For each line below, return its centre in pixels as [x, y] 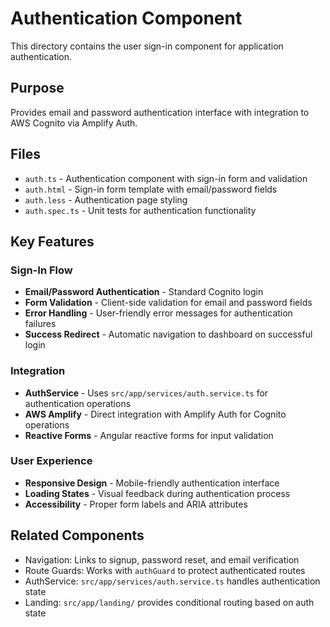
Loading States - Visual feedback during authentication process [157, 493]
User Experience [51, 461]
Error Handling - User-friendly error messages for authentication [158, 313]
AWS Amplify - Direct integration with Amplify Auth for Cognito [155, 414]
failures [40, 324]
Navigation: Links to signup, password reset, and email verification [162, 559]
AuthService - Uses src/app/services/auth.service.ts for [146, 393]
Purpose [37, 88]
